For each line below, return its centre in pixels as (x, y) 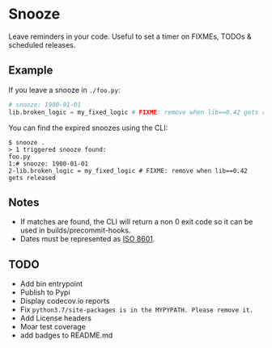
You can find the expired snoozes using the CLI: (88, 128)
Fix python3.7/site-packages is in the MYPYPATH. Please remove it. (136, 310)
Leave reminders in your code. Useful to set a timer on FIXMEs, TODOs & (130, 36)
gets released (32, 178)
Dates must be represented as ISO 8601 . (87, 239)
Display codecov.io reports (65, 301)
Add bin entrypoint (51, 284)
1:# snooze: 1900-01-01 (49, 164)
